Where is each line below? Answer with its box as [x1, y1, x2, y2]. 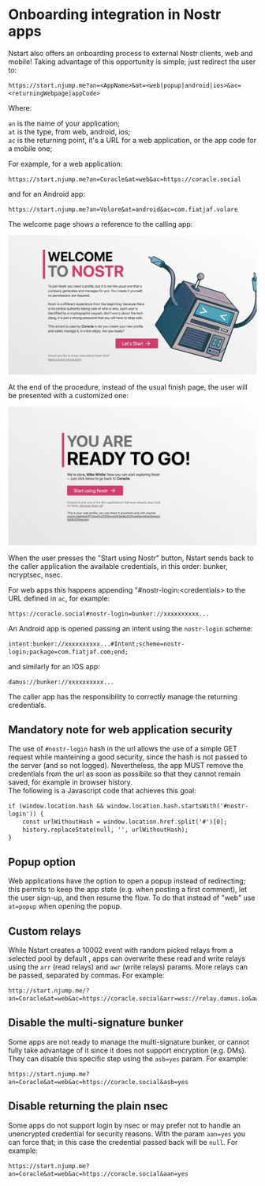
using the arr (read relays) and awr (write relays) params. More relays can [8, 962, 248, 971]
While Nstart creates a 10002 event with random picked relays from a [8, 945, 233, 954]
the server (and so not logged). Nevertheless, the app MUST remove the [8, 761, 244, 770]
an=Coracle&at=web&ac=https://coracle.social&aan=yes [8, 1169, 189, 1178]
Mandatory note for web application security [8, 723, 233, 736]
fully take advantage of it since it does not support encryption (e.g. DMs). [8, 1045, 247, 1055]
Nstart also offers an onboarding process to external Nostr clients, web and [8, 48, 254, 58]
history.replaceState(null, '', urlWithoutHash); [22, 826, 189, 834]
